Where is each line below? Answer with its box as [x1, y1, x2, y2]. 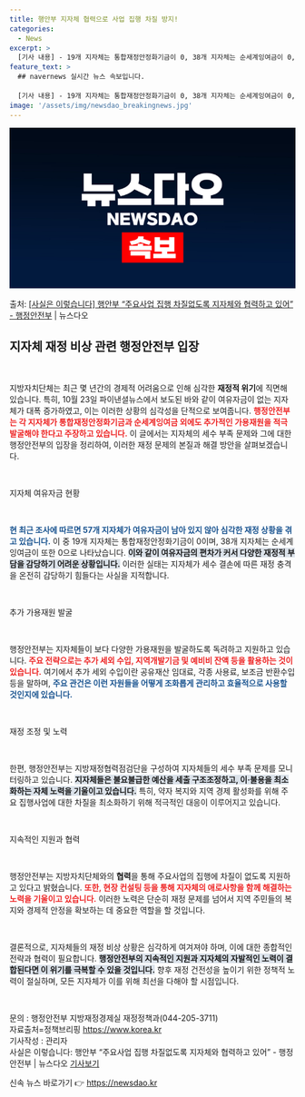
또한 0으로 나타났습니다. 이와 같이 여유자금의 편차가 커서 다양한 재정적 [40, 547, 286, 558]
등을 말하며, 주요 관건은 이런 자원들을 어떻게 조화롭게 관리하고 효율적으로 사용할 [9, 677, 288, 688]
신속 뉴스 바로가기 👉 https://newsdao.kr [9, 1077, 158, 1088]
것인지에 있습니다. [9, 688, 74, 699]
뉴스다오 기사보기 [38, 1058, 100, 1069]
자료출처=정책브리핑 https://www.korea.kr [9, 1023, 162, 1034]
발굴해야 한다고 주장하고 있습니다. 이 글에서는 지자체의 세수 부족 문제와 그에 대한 [9, 428, 292, 439]
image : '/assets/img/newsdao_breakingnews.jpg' [9, 101, 193, 110]
